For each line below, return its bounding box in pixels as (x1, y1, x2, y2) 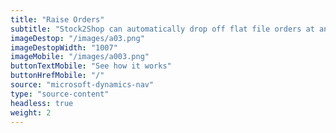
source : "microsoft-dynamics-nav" (10, 80, 155, 90)
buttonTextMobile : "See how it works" (10, 61, 172, 71)
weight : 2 (10, 107, 52, 118)
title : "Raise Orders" (10, 14, 105, 25)
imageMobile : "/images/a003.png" (10, 52, 150, 62)
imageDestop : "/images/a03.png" (10, 33, 145, 43)
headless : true (10, 98, 74, 108)
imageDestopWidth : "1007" (10, 42, 118, 53)
